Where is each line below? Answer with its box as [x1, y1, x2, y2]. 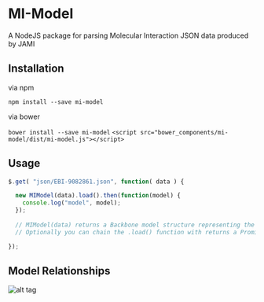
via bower [8, 112, 41, 121]
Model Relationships [8, 264, 111, 278]
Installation [8, 62, 64, 75]
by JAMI [8, 39, 35, 48]
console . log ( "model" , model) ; [22, 199, 122, 207]
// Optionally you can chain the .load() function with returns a [15, 228, 237, 236]
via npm [8, 83, 35, 92]
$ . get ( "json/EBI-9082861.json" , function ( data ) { [8, 178, 185, 186]
